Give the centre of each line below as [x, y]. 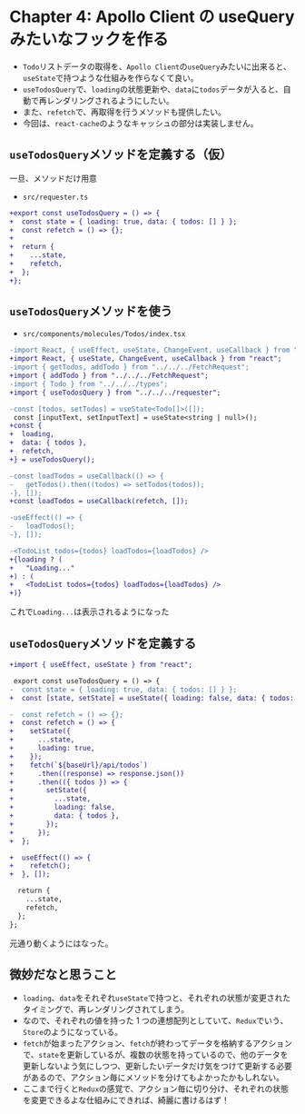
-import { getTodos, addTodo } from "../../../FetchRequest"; [129, 367]
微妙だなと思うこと [63, 975]
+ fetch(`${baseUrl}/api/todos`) [79, 765]
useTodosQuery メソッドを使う [91, 311]
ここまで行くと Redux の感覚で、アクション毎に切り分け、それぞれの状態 [155, 1089]
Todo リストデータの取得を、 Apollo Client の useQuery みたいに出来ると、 [157, 66]
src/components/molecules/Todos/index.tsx [104, 334]
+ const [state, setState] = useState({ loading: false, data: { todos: [152, 698]
